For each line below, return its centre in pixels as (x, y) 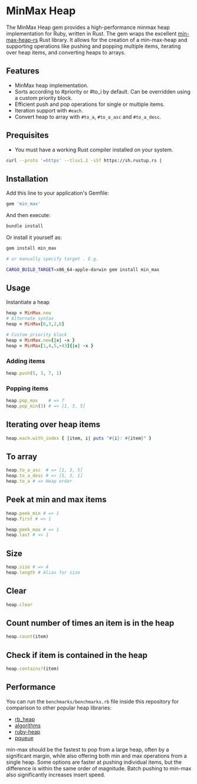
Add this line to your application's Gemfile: (58, 193)
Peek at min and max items (56, 500)
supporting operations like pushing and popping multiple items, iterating (93, 46)
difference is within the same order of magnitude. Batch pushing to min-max (99, 768)
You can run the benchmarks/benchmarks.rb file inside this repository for (92, 701)
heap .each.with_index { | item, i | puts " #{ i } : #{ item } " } (79, 438)
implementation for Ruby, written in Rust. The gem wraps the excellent (91, 33)
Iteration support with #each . (49, 110)
